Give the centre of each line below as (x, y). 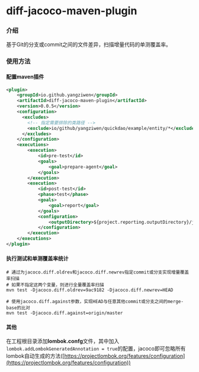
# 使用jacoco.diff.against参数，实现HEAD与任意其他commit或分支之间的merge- (95, 302)
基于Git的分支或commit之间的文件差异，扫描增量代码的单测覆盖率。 (89, 44)
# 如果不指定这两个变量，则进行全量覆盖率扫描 (55, 285)
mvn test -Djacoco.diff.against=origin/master (65, 313)
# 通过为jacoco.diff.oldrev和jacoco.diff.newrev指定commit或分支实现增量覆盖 (98, 272)
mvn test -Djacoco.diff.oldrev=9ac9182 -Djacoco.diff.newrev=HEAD (90, 290)
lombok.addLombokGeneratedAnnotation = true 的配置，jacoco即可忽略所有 (96, 349)
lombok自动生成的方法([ (35, 356)
